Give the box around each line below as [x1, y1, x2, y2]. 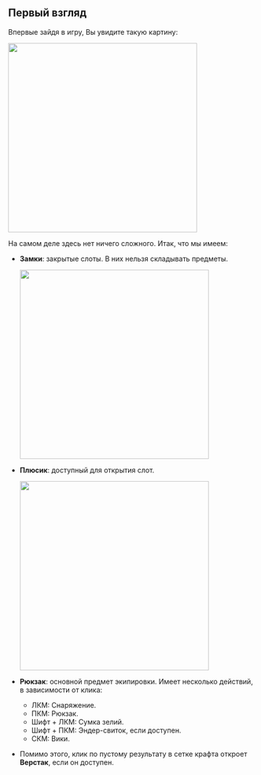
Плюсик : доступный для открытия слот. [19, 465, 155, 475]
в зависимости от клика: [19, 685, 103, 695]
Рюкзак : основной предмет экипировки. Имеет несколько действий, [19, 676, 253, 686]
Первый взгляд [8, 6, 87, 20]
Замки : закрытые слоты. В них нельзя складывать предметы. [19, 254, 229, 263]
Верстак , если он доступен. [19, 757, 114, 767]
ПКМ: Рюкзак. [31, 709, 79, 718]
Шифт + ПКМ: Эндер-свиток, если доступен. [31, 725, 182, 735]
